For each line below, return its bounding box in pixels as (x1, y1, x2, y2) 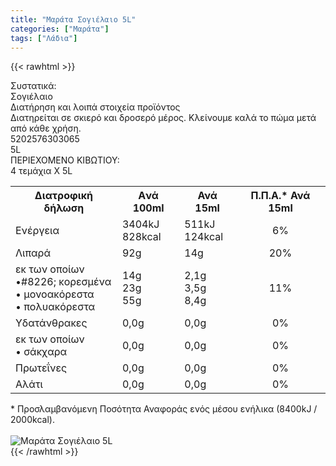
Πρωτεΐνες (15, 361, 68, 375)
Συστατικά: (10, 80, 57, 92)
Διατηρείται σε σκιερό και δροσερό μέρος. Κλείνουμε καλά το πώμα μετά (10, 112, 317, 124)
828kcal (121, 230, 162, 244)
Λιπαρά (15, 246, 52, 260)
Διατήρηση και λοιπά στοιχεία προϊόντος (10, 101, 181, 113)
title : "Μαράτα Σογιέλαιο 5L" (10, 14, 137, 25)
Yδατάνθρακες (15, 316, 88, 330)
